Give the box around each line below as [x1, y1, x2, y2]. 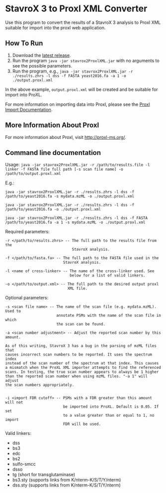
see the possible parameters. [12, 63, 73, 69]
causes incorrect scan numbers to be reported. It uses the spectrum [5, 352, 153, 357]
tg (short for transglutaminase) [12, 472, 76, 478]
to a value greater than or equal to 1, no [63, 413, 155, 418]
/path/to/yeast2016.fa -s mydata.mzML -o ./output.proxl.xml [5, 194, 135, 199]
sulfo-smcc [12, 461, 36, 467]
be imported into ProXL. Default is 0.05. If [63, 404, 159, 410]
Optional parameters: [5, 295, 49, 301]
